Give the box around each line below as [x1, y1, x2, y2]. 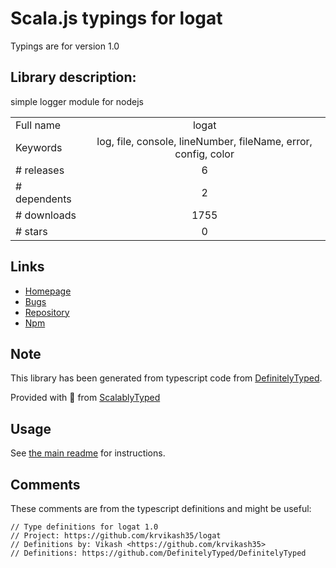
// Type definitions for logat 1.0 [10, 522, 159, 532]
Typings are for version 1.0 [10, 40, 120, 52]
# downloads [15, 208, 77, 222]
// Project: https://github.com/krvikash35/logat [10, 531, 222, 541]
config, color [174, 147, 235, 161]
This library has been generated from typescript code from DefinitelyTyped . [10, 372, 323, 384]
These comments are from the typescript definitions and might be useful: [10, 503, 312, 514]
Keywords [15, 140, 63, 154]
